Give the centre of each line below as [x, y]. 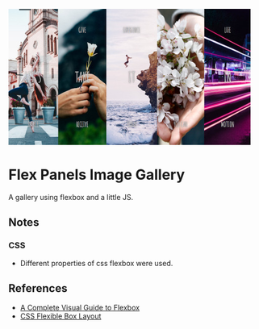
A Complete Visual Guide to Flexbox [79, 308]
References [38, 288]
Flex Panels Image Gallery [97, 175]
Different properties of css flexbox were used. [96, 263]
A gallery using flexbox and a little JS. [71, 197]
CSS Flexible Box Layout [61, 316]
